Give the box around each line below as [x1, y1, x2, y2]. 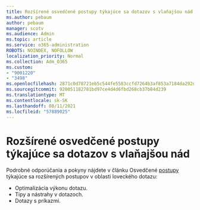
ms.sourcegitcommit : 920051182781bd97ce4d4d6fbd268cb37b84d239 [6, 87, 167, 92]
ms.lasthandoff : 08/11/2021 [6, 103, 76, 109]
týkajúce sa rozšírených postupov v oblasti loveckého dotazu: [6, 173, 158, 180]
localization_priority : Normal [6, 53, 84, 59]
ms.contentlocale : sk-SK [6, 97, 68, 103]
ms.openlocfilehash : [6, 81, 58, 87]
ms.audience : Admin [6, 31, 55, 37]
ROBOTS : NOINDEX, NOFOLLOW [6, 48, 73, 54]
